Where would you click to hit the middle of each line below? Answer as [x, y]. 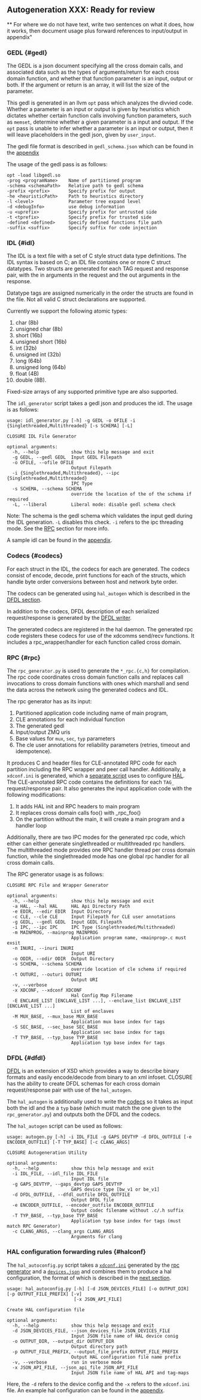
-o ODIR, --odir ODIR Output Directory [63, 959]
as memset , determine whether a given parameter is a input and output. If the [100, 122]
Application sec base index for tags [118, 1032]
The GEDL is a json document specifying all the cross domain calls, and [95, 66]
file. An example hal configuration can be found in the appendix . [86, 1390]
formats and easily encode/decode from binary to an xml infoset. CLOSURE [100, 1077]
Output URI [84, 980]
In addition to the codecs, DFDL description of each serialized [83, 611]
